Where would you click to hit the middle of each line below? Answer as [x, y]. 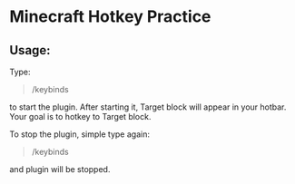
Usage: [30, 50]
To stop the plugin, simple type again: [79, 134]
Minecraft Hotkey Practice [110, 17]
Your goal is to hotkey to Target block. [80, 116]
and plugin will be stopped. [60, 169]
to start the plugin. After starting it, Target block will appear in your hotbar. [148, 107]
